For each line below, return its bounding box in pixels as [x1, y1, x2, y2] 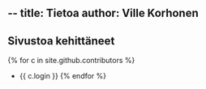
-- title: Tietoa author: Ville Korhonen [7, 6, 200, 20]
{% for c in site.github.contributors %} [7, 56, 135, 66]
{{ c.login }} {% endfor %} [19, 71, 107, 81]
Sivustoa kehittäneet [7, 34, 115, 48]
